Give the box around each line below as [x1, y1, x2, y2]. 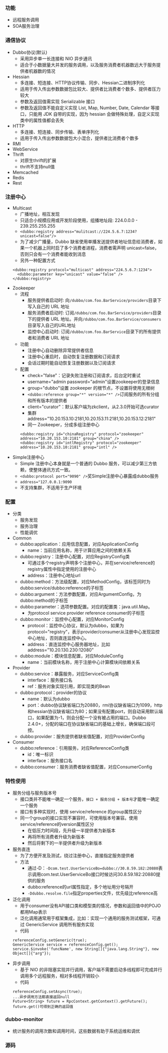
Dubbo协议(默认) [12, 49, 48, 55]
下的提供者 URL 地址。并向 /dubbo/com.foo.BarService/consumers [27, 316, 161, 322]
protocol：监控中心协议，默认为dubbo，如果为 [27, 623, 124, 629]
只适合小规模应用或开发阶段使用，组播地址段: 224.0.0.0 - [20, 217, 138, 223]
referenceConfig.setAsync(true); [12, 989, 83, 994]
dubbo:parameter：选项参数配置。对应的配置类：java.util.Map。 [20, 604, 153, 610]
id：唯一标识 [27, 751, 54, 758]
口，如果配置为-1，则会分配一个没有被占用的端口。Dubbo [27, 715, 146, 721]
